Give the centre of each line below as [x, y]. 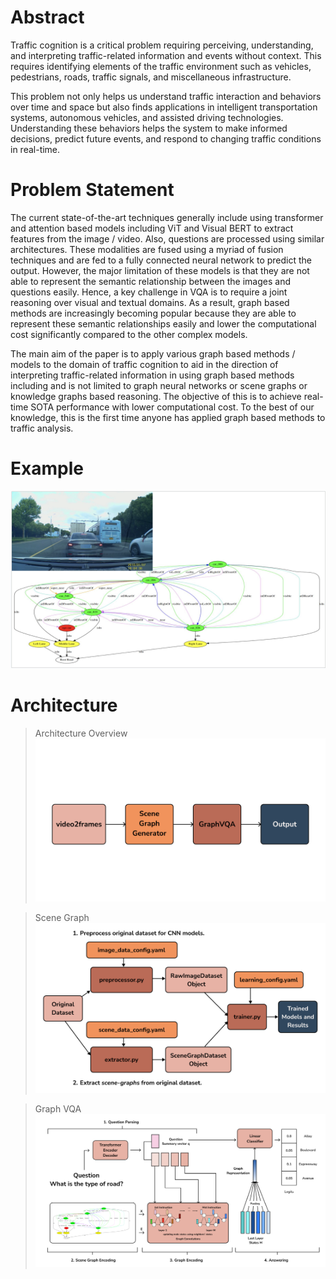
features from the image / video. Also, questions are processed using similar [167, 238]
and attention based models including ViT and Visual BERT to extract [152, 228]
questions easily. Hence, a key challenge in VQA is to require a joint [149, 292]
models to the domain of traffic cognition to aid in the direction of [144, 364]
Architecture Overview [81, 733]
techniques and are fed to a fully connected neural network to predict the [161, 260]
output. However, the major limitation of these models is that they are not [160, 270]
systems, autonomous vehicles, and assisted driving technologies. [147, 117]
